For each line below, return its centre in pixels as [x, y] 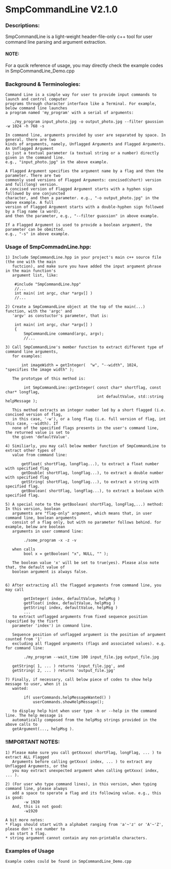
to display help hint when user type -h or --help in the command [84, 711]
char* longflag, [23, 392]
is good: [15, 797]
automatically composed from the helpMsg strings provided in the [84, 720]
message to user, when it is [36, 684]
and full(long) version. [32, 184]
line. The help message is [34, 716]
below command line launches [36, 108]
